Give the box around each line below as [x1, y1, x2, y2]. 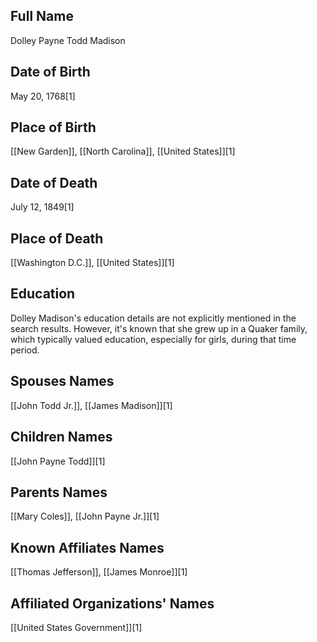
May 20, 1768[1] [10, 90, 76, 102]
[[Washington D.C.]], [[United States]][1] [10, 257, 175, 269]
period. [10, 344, 40, 356]
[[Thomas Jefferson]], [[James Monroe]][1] [10, 566, 188, 578]
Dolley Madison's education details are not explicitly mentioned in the [10, 312, 297, 324]
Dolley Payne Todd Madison [10, 34, 126, 46]
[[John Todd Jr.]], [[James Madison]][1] [10, 399, 173, 411]
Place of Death [10, 230, 104, 247]
